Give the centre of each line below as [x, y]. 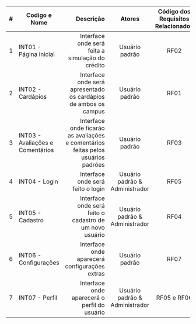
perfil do [93, 305]
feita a [96, 51]
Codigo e [39, 15]
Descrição [90, 19]
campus [94, 111]
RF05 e [166, 298]
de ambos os [87, 104]
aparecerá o [88, 298]
